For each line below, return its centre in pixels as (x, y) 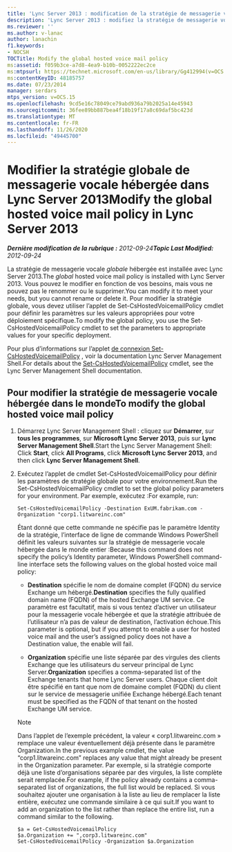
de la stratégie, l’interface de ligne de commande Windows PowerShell (118, 535)
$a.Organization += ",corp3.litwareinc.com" (82, 835)
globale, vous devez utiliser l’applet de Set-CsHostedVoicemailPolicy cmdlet (115, 306)
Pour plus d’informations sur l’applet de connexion (79, 349)
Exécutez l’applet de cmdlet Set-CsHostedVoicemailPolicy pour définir (117, 474)
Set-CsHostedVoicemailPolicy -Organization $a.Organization (105, 842)
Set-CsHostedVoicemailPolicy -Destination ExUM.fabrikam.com (107, 508)
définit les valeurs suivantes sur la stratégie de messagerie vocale (111, 542)
